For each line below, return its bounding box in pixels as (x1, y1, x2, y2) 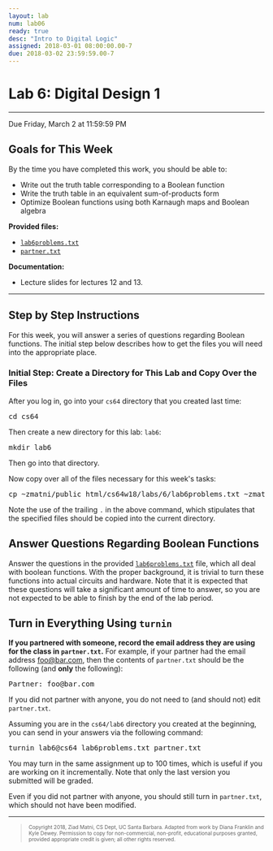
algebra (19, 205, 46, 215)
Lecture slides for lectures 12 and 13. (19, 277, 144, 287)
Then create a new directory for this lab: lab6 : (8, 427, 162, 437)
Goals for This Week (8, 143, 114, 157)
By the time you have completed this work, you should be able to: (8, 164, 227, 174)
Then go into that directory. (8, 458, 100, 468)
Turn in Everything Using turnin (8, 616, 172, 630)
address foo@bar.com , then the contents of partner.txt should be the (8, 655, 245, 665)
